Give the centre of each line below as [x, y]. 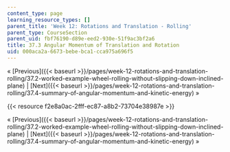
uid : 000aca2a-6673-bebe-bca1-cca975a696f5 [70, 52]
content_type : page [35, 13]
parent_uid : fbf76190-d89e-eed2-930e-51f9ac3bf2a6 [81, 39]
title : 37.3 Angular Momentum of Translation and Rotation [93, 45]
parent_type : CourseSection [47, 33]
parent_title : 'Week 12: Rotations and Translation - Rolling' [100, 26]
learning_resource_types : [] [49, 20]
